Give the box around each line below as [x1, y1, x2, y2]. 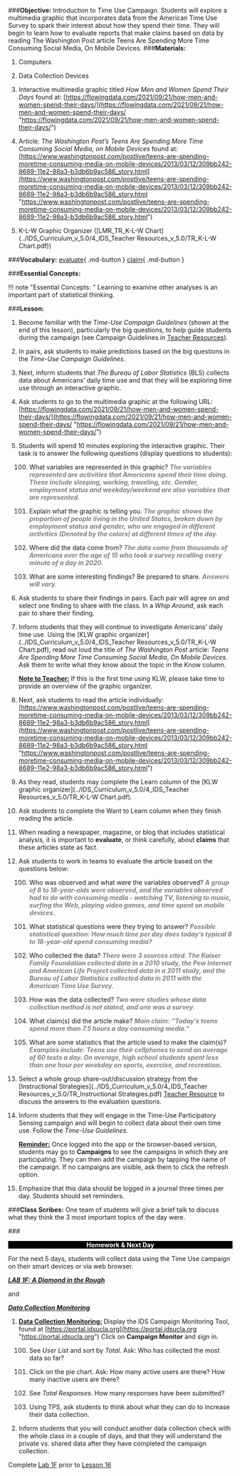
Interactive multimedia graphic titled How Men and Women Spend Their [18, 85, 229, 93]
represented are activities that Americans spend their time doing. [28, 470, 228, 479]
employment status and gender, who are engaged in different [28, 522, 216, 530]
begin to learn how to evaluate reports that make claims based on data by [8, 28, 224, 37]
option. [18, 1170, 40, 1178]
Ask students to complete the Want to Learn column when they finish [18, 806, 221, 815]
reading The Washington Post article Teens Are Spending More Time [8, 36, 209, 45]
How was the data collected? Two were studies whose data [28, 995, 207, 1004]
